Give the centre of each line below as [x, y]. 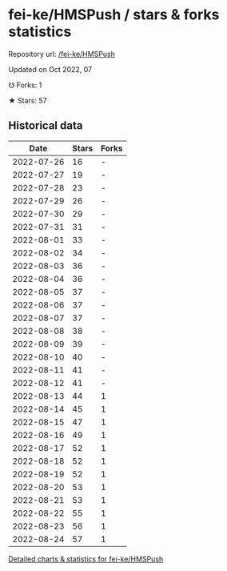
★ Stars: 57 [28, 100]
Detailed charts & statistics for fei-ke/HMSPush [86, 559]
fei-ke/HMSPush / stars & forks [114, 15]
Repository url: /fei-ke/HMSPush [62, 54]
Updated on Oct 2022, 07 [50, 69]
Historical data [46, 126]
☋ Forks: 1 [25, 85]
